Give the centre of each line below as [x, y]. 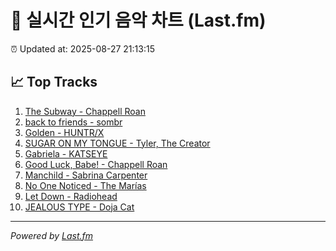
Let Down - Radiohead [71, 196]
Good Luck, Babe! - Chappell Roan [96, 164]
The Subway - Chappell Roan [85, 111]
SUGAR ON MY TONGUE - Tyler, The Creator [117, 143]
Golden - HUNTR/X [64, 132]
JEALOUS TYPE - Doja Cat [79, 207]
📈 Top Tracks [54, 82]
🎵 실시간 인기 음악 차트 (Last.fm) [138, 20]
